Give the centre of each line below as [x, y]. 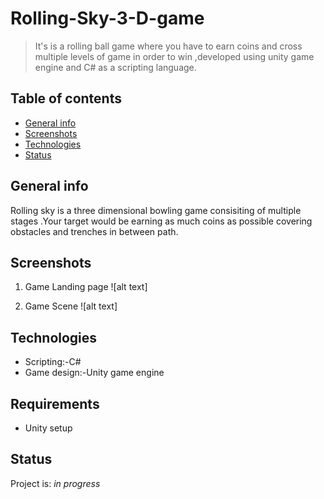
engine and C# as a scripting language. [115, 67]
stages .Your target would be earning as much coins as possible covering [161, 221]
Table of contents [66, 98]
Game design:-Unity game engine [94, 373]
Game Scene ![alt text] [71, 306]
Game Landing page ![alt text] [86, 287]
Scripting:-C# [53, 362]
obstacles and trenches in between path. [94, 231]
